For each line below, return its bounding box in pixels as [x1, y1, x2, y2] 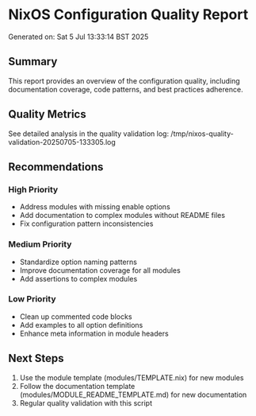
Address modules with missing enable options [19, 202, 170, 212]
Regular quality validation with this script [19, 398, 153, 407]
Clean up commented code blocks [19, 312, 132, 321]
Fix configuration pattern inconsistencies [19, 219, 154, 228]
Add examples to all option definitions [19, 320, 143, 329]
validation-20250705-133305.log [8, 137, 117, 146]
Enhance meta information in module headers [19, 329, 169, 338]
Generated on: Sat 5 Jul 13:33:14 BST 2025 [8, 32, 149, 41]
